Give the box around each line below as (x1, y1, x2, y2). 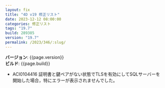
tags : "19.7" (5, 26, 32, 31)
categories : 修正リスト (5, 21, 51, 26)
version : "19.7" (5, 35, 39, 40)
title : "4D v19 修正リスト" (5, 12, 60, 17)
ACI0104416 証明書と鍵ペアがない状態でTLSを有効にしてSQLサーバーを (12, 71, 160, 77)
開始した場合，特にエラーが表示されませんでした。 (12, 77, 117, 83)
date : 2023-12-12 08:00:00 (5, 16, 61, 21)
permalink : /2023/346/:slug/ (5, 40, 66, 45)
